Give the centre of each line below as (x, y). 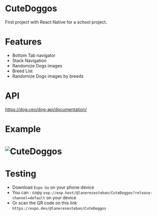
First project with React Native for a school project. (56, 22)
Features (23, 42)
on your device (61, 198)
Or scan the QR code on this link (44, 203)
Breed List (22, 71)
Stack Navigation (29, 60)
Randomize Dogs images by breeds (48, 76)
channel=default (29, 198)
